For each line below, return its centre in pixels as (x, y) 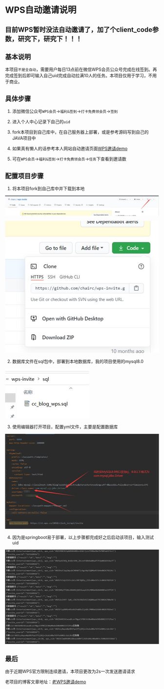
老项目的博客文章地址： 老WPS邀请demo (46, 682)
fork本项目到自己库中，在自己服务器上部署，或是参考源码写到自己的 (80, 132)
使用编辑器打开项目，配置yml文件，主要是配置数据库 (65, 427)
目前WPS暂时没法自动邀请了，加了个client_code (79, 30)
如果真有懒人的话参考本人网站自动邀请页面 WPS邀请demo (70, 149)
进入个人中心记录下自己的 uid (41, 122)
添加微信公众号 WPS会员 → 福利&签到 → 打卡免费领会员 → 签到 (65, 111)
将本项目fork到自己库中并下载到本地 (48, 189)
